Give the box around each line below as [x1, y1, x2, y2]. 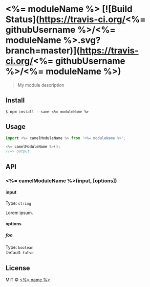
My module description [17, 82, 64, 88]
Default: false [5, 250, 34, 256]
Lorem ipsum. [5, 210, 33, 215]
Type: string [5, 200, 31, 206]
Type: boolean [5, 244, 34, 250]
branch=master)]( [5, 45, 80, 56]
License [5, 263, 30, 272]
